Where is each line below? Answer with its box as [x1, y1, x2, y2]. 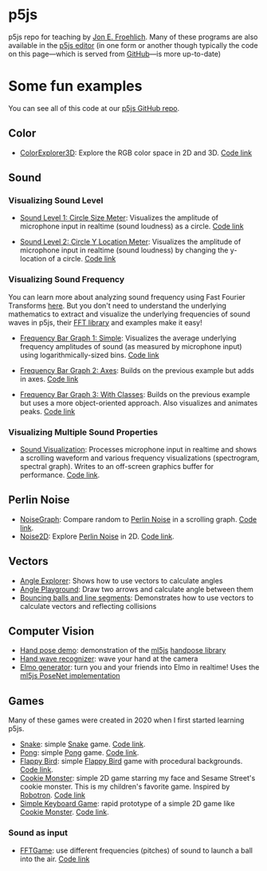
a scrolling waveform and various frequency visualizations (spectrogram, [19, 453, 260, 463]
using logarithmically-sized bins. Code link [19, 350, 159, 360]
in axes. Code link [19, 374, 79, 384]
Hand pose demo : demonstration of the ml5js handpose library [19, 646, 226, 655]
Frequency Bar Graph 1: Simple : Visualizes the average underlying [19, 333, 237, 343]
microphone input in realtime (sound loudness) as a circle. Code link [19, 221, 245, 231]
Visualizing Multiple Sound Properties [8, 426, 159, 437]
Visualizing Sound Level [8, 195, 104, 205]
